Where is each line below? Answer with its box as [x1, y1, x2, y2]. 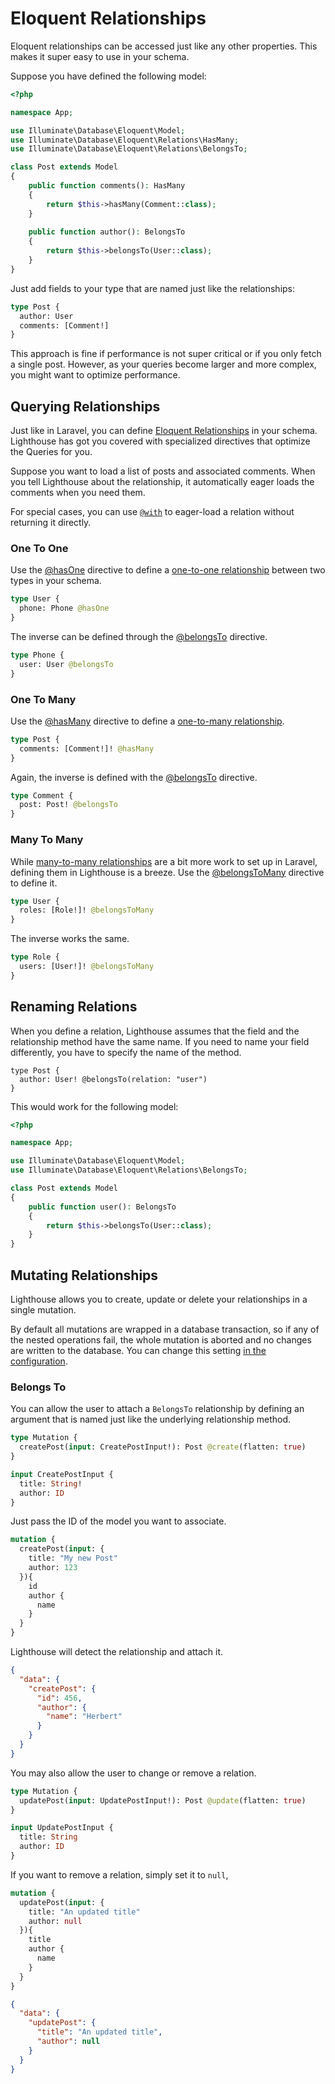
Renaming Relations [10, 998, 138, 1016]
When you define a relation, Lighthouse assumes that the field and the [10, 1025, 300, 1037]
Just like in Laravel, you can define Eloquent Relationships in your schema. [10, 425, 318, 437]
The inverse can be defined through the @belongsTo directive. [10, 631, 268, 643]
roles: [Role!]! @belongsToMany [19, 905, 155, 916]
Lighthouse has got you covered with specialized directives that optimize [10, 435, 311, 447]
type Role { [10, 952, 60, 962]
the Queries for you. [10, 446, 93, 458]
